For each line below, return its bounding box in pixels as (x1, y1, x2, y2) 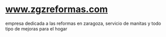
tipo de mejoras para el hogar (5, 25, 67, 31)
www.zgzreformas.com (5, 4, 108, 15)
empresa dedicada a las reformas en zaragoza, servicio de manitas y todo (5, 20, 161, 26)
